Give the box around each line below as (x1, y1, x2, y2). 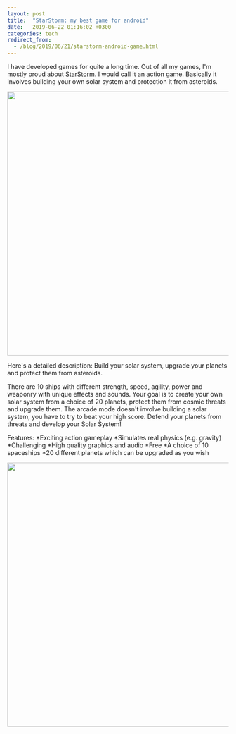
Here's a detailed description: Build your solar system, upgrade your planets (7, 361, 228, 370)
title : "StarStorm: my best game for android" (7, 17, 150, 24)
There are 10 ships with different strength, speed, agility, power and (7, 382, 203, 391)
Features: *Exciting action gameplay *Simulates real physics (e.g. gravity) (7, 434, 222, 442)
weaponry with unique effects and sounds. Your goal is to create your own (7, 390, 223, 398)
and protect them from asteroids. (7, 369, 103, 377)
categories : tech (7, 30, 58, 37)
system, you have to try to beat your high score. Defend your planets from (7, 413, 222, 421)
